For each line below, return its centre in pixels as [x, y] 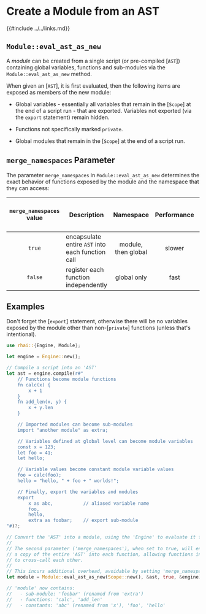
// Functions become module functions [67, 379]
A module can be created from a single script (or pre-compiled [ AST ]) [93, 61]
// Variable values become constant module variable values [96, 470]
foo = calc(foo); [40, 475]
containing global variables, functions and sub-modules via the [86, 67]
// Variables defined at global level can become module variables [105, 441]
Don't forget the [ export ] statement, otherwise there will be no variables [97, 321]
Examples [25, 306]
